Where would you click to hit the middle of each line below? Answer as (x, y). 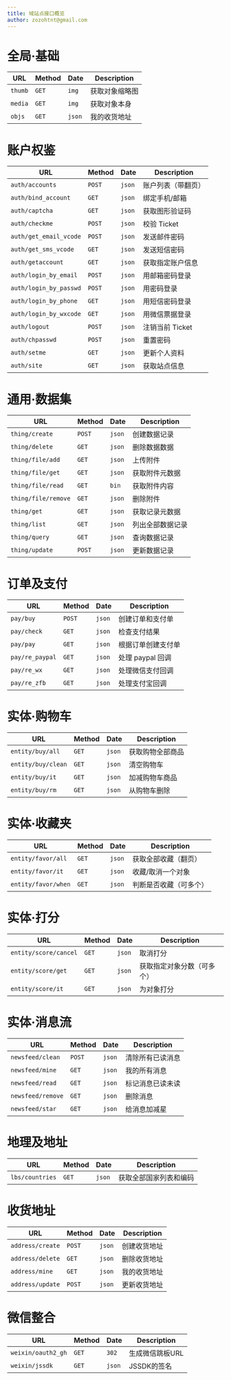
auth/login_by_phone (44, 301)
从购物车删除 (150, 791)
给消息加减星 (146, 1109)
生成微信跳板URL (156, 1353)
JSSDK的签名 (151, 1366)
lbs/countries (34, 1177)
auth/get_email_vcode (46, 237)
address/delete (35, 1258)
